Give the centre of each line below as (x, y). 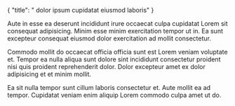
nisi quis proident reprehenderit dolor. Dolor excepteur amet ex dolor (106, 67)
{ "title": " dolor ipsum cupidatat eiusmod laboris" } (81, 10)
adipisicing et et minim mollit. (49, 74)
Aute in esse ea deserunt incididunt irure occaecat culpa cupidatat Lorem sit (117, 23)
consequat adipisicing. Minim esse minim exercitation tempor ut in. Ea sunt (115, 31)
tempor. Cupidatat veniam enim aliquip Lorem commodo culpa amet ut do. (114, 95)
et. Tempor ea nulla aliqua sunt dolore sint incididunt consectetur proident (114, 59)
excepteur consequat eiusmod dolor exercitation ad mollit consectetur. (109, 38)
